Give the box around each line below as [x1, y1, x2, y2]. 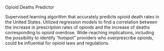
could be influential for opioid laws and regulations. [5, 40, 110, 46]
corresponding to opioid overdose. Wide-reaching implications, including [5, 30, 155, 35]
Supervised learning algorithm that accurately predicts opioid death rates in [5, 14, 160, 19]
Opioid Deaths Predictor [5, 4, 55, 10]
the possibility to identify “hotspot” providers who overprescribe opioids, [5, 35, 154, 41]
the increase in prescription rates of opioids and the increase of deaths [5, 24, 150, 30]
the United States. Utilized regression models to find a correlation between [5, 19, 158, 25]
